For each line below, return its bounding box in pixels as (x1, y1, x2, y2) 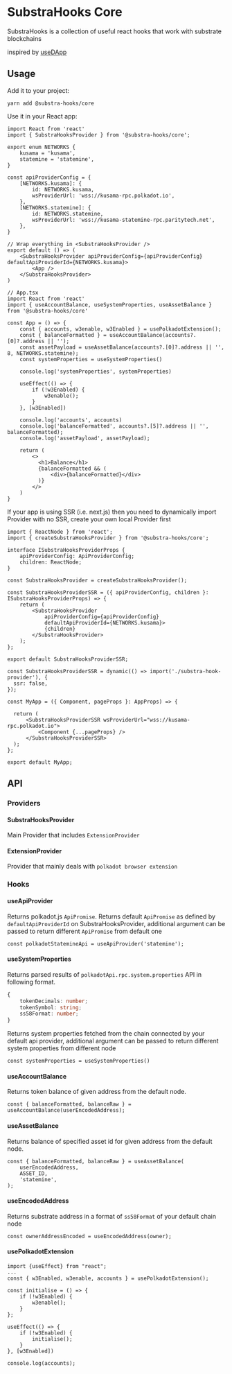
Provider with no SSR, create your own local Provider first (7, 514, 171, 523)
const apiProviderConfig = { (7, 174, 91, 181)
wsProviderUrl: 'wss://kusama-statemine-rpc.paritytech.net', (32, 216, 215, 223)
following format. (7, 977, 56, 986)
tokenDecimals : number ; (19, 998, 89, 1005)
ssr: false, (13, 680, 48, 687)
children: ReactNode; (19, 559, 82, 566)
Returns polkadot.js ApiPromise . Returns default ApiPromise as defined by (7, 912, 216, 921)
